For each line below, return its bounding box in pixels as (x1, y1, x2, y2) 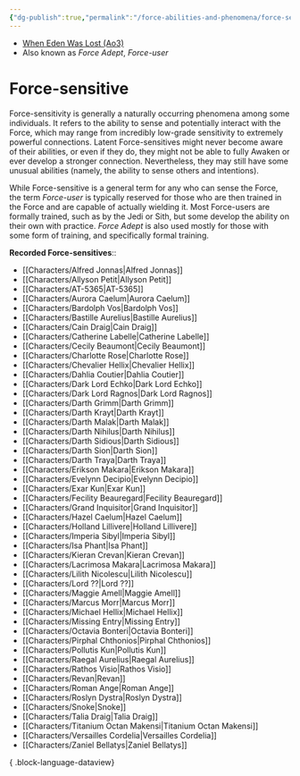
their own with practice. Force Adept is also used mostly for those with (9, 220, 270, 231)
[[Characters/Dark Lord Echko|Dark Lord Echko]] (21, 378, 203, 389)
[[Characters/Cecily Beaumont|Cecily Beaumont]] (21, 341, 205, 351)
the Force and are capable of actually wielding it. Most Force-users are (9, 201, 271, 212)
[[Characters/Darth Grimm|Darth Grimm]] (21, 397, 174, 408)
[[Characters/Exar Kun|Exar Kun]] (21, 483, 146, 493)
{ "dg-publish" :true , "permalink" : (9, 13, 134, 22)
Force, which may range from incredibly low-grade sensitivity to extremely (9, 127, 284, 138)
